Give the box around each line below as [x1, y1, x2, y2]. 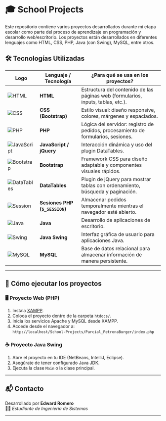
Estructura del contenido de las [81, 86, 154, 93]
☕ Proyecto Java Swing [5, 341, 63, 348]
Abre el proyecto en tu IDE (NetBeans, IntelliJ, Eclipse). [12, 354, 124, 360]
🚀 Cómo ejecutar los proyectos [5, 280, 102, 288]
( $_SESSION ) [39, 205, 67, 212]
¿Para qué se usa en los [91, 71, 149, 78]
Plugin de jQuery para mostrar [81, 176, 151, 183]
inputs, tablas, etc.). [81, 98, 127, 105]
